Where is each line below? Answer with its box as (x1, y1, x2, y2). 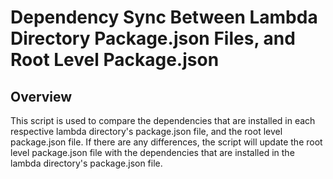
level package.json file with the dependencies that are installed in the (10, 147, 295, 158)
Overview (10, 88, 73, 105)
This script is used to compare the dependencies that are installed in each (10, 115, 316, 126)
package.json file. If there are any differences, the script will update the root (10, 136, 323, 148)
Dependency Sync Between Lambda (10, 6, 318, 29)
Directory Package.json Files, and (10, 27, 296, 50)
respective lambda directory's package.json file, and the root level (10, 126, 283, 137)
